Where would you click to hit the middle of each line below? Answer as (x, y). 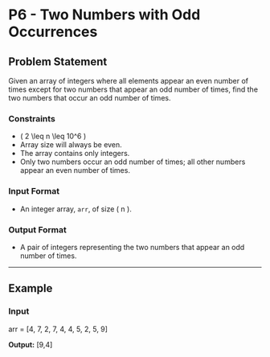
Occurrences (53, 32)
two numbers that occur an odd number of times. (90, 98)
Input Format (34, 191)
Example (31, 288)
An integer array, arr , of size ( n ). (76, 209)
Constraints (32, 118)
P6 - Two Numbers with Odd (104, 15)
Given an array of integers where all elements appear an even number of (129, 81)
